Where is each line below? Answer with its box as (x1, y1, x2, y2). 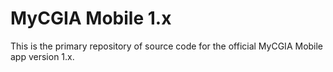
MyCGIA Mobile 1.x (10, 7, 172, 30)
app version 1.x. (10, 50, 75, 62)
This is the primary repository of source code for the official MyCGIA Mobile (10, 40, 324, 52)
